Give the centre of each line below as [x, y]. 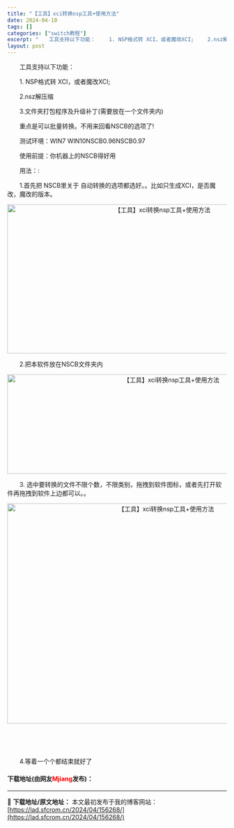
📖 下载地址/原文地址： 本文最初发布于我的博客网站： [83, 802]
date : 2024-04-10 [32, 20]
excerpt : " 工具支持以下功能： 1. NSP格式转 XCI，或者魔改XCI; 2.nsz [115, 40]
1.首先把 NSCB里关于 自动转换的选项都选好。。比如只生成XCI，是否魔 [117, 185]
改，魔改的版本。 [32, 194]
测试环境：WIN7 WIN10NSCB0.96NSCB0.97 [82, 141]
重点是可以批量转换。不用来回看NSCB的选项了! [87, 126]
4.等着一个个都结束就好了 [56, 761]
